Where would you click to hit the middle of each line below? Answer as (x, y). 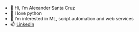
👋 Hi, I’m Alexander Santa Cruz (42, 8)
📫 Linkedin (22, 24)
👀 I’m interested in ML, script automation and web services (72, 19)
